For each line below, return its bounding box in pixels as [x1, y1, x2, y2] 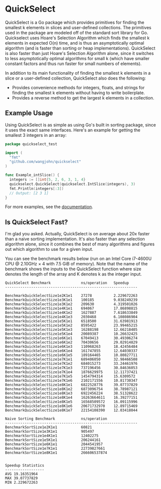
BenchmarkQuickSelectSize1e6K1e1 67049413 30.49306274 [5, 336, 138, 341]
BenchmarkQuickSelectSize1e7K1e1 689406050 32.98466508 [5, 357, 138, 362]
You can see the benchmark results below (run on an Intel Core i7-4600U [5, 256, 152, 261]
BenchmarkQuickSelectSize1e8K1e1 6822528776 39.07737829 [5, 382, 138, 388]
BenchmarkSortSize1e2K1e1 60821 [5, 425, 92, 430]
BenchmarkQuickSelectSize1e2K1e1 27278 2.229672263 [5, 293, 138, 298]
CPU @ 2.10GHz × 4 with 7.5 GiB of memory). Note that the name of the [5, 261, 148, 267]
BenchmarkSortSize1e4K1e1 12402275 [5, 433, 98, 439]
